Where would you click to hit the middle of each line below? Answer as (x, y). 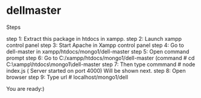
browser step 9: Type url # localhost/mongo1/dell (67, 77)
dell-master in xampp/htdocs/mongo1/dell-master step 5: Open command (98, 51)
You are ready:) (25, 88)
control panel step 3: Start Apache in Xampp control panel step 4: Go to (95, 45)
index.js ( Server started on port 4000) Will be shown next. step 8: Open (96, 70)
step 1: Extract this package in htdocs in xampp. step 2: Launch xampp (94, 38)
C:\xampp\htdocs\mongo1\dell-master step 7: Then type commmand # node (101, 64)
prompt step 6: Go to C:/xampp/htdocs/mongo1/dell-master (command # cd (101, 58)
